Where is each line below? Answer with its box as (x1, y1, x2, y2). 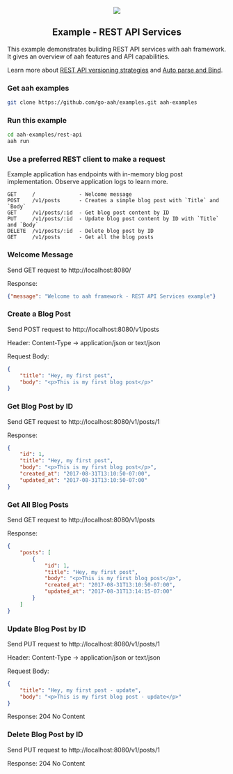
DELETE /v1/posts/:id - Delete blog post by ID (7, 227, 154, 235)
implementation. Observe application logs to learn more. (7, 178, 168, 186)
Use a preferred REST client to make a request (7, 154, 166, 164)
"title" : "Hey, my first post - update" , (19, 687, 141, 694)
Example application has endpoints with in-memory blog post (7, 170, 183, 179)
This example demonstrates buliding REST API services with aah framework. (7, 45, 227, 53)
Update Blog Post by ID (7, 624, 86, 634)
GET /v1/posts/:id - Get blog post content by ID (7, 209, 170, 216)
